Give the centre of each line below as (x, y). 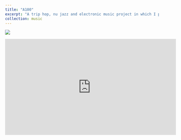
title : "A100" (20, 10)
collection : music (24, 19)
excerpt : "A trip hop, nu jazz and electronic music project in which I (80, 14)
